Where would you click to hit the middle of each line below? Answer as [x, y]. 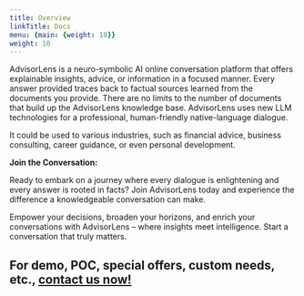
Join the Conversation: [54, 163]
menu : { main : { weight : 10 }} [63, 35]
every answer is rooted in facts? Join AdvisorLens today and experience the [152, 190]
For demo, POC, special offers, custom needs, [142, 265]
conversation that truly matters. [68, 237]
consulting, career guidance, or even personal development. [122, 145]
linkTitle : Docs [40, 26]
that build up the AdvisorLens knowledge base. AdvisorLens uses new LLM [151, 108]
